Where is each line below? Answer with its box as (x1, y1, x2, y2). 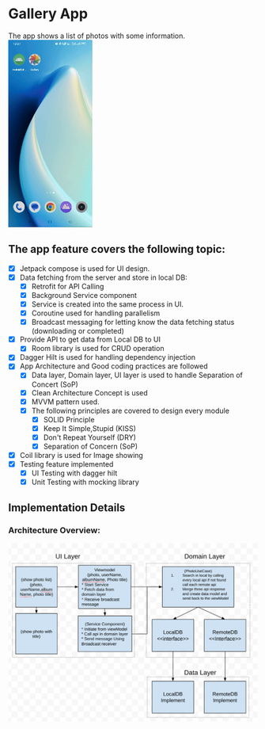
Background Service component (31, 290, 137, 300)
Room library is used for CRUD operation (31, 344, 165, 353)
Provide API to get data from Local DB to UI (19, 334, 161, 345)
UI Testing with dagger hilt (31, 468, 118, 478)
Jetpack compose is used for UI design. (19, 263, 150, 273)
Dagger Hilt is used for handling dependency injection (19, 353, 196, 362)
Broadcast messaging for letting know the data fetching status (31, 318, 235, 327)
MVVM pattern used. (31, 397, 100, 406)
